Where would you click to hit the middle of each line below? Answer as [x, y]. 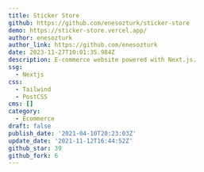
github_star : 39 [35, 148]
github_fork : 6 [33, 155]
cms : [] [21, 104]
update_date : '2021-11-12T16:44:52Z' [71, 141]
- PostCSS [31, 97]
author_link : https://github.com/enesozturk [83, 45]
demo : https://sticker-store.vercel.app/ [78, 30]
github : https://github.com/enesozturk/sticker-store [99, 23]
